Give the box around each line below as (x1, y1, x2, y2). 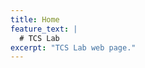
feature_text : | (10, 24, 78, 34)
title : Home (10, 14, 60, 25)
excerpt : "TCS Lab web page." (10, 42, 137, 53)
